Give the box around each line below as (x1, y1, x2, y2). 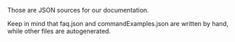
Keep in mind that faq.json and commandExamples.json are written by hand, (7, 20, 229, 27)
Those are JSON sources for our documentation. (7, 6, 150, 14)
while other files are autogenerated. (7, 27, 112, 35)
